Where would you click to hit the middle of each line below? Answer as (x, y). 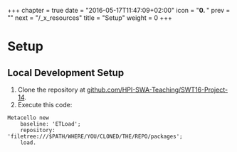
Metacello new (28, 118)
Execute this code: (45, 105)
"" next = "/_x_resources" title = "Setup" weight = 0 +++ (90, 18)
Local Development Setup (66, 73)
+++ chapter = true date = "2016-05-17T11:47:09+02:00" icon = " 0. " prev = (119, 10)
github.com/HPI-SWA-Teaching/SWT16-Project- (157, 89)
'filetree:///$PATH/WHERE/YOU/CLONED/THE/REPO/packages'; (95, 136)
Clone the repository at (51, 89)
